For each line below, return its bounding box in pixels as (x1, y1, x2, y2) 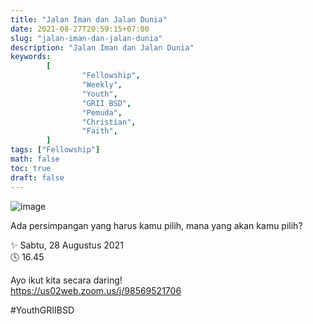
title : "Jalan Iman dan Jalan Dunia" (10, 14, 168, 25)
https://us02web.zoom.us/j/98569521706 (10, 284, 182, 296)
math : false (10, 154, 60, 164)
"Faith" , (81, 126, 118, 136)
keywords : (10, 52, 52, 62)
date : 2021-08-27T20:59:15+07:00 (10, 24, 150, 34)
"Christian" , (81, 117, 137, 127)
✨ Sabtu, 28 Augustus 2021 (10, 239, 124, 251)
